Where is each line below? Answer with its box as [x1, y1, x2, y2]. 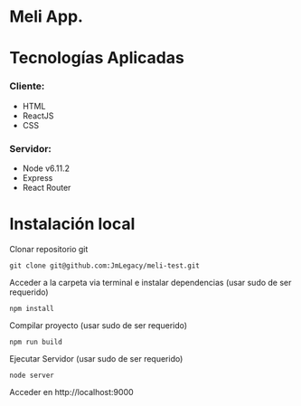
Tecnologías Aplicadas [9, 48, 185, 69]
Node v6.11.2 [22, 163, 71, 174]
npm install [9, 304, 54, 313]
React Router [22, 182, 71, 193]
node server [9, 371, 54, 380]
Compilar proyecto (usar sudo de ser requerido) [9, 319, 188, 331]
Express [22, 172, 53, 183]
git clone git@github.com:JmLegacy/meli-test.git [9, 260, 201, 270]
